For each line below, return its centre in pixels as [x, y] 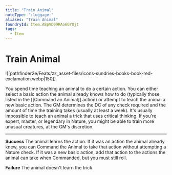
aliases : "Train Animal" [32, 19]
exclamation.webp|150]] [31, 79]
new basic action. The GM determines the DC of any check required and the [86, 105]
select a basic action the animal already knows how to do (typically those [82, 94]
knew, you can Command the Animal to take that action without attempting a [86, 147]
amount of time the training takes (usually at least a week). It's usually [79, 110]
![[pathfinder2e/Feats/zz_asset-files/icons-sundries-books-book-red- [79, 73]
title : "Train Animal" [29, 10]
